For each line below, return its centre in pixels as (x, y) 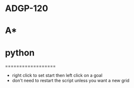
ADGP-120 (27, 8)
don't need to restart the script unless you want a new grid (71, 81)
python (20, 52)
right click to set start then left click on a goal (57, 75)
